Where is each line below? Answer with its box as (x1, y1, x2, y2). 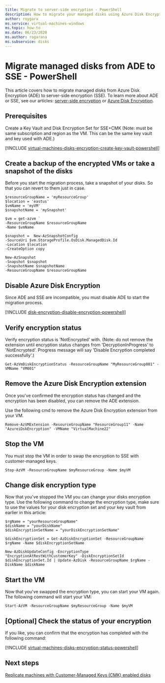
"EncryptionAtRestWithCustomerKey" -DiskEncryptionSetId (5, 553, 124, 559)
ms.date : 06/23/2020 (5, 30, 48, 35)
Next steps (5, 659, 39, 667)
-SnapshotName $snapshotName (5, 264, 65, 269)
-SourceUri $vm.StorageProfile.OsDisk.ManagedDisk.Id (5, 238, 118, 243)
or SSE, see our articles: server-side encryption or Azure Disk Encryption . (5, 98, 154, 103)
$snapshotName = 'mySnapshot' (5, 208, 67, 213)
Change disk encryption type (5, 481, 97, 489)
